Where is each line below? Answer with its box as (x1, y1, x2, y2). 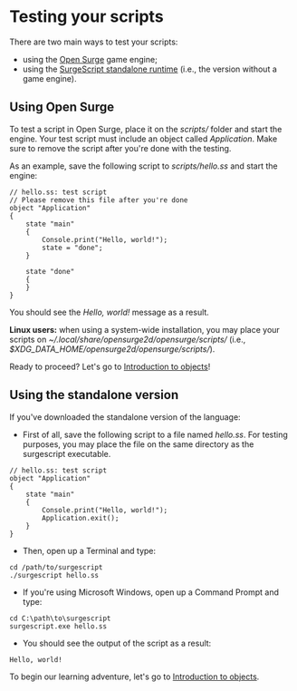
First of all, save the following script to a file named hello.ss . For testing (22, 429, 288, 440)
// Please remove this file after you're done (9, 195, 188, 205)
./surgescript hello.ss (9, 570, 100, 579)
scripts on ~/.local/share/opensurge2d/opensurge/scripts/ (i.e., (9, 334, 246, 345)
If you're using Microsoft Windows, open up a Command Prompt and (22, 587, 279, 598)
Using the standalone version (9, 387, 179, 403)
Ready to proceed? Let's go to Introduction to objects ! (9, 361, 211, 372)
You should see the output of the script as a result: (22, 637, 212, 648)
